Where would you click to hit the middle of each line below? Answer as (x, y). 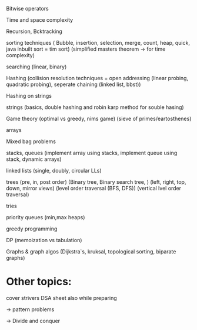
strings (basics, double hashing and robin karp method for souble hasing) (95, 107)
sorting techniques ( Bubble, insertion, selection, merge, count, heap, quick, (98, 43)
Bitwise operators (27, 9)
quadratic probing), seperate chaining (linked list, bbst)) (74, 84)
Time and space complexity (40, 20)
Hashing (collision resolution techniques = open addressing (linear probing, (97, 78)
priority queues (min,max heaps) (46, 217)
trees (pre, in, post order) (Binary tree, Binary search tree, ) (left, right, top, (96, 182)
